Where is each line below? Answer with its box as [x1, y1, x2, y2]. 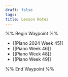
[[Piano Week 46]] [12, 46, 51, 52]
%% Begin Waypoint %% [5, 31, 58, 37]
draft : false [5, 7, 33, 13]
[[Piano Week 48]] [12, 51, 51, 57]
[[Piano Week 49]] [12, 56, 51, 62]
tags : [5, 12, 17, 17]
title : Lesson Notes [5, 17, 49, 22]
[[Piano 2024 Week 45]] [12, 40, 63, 46]
